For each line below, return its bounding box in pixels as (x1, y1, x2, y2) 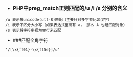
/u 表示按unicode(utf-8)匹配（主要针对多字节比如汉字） (5, 17, 112, 22)
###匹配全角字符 (12, 37, 48, 43)
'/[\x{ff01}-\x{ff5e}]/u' (5, 47, 60, 52)
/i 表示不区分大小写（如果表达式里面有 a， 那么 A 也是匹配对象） (5, 23, 127, 28)
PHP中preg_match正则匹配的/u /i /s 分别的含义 (12, 4, 128, 11)
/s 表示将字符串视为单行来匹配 (5, 28, 62, 33)
